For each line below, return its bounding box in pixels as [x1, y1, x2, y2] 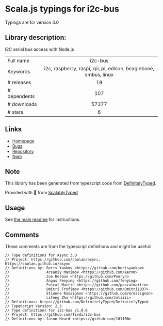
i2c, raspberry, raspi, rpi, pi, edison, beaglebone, [44, 65, 155, 72]
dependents [7, 93, 35, 100]
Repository [12, 148, 34, 154]
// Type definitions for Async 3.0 [5, 253, 77, 258]
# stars [7, 109, 23, 115]
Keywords [7, 68, 31, 75]
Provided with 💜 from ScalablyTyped [5, 190, 78, 196]
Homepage [12, 138, 35, 144]
